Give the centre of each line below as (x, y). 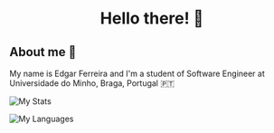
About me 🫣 (43, 52)
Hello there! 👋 (152, 19)
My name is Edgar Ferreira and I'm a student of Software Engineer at (137, 73)
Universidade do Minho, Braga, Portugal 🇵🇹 (92, 83)
